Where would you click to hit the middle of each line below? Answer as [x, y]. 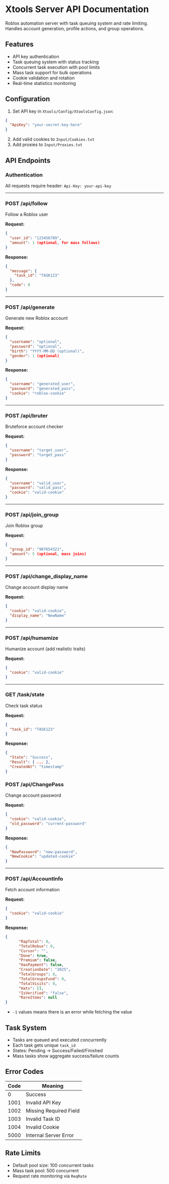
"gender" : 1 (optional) [34, 356]
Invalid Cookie [43, 1127]
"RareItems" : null [38, 998]
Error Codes [24, 1072]
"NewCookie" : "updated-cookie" [43, 857]
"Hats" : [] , [31, 988]
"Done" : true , [33, 956]
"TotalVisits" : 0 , [38, 984]
